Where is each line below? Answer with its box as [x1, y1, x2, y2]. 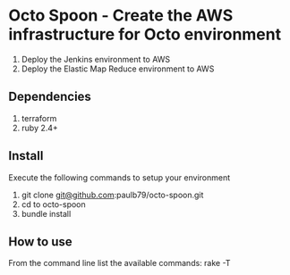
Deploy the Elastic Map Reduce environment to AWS [21, 63, 215, 74]
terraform [21, 112, 57, 123]
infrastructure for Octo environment [8, 24, 282, 45]
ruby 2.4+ [21, 122, 59, 133]
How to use [8, 234, 72, 249]
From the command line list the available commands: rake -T [8, 258, 231, 269]
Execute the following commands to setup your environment [8, 171, 231, 183]
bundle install [21, 208, 72, 219]
